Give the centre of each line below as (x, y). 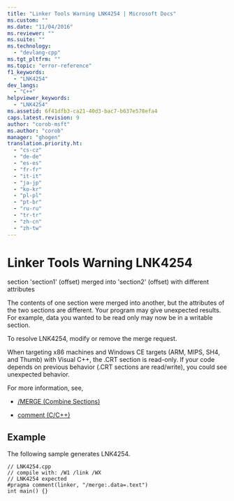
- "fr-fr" (28, 169)
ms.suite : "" (26, 40)
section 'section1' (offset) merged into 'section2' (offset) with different (108, 282)
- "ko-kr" (28, 189)
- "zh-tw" (28, 228)
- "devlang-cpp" (37, 53)
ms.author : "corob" (36, 131)
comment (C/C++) (44, 415)
